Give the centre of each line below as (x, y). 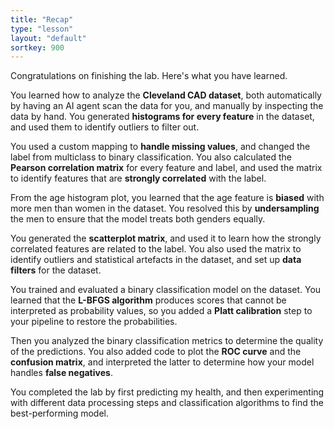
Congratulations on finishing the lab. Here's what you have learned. (149, 76)
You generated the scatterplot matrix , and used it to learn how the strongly (166, 238)
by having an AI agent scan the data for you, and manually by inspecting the (167, 106)
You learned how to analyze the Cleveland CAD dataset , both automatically (166, 95)
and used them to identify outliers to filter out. (105, 127)
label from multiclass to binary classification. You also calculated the (151, 157)
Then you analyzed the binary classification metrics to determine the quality (167, 341)
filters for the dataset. (56, 270)
